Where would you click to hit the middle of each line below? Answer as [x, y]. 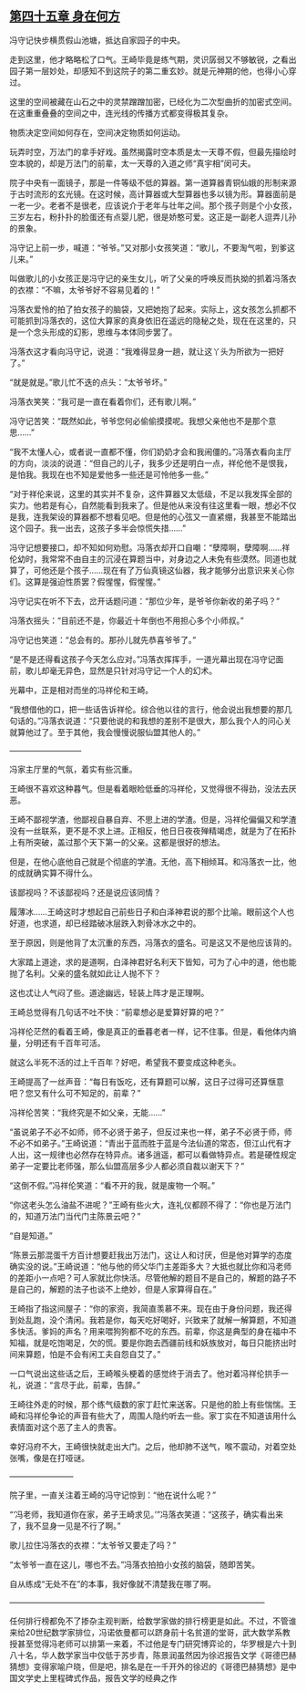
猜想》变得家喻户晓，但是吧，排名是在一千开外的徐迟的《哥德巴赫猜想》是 [149, 1666]
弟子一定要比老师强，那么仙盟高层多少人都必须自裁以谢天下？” [127, 1166]
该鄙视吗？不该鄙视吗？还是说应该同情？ [85, 892]
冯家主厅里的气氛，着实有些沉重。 [73, 769]
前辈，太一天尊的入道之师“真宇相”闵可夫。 [177, 163]
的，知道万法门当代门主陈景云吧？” [75, 1216]
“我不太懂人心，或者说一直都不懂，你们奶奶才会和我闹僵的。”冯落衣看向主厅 [151, 452]
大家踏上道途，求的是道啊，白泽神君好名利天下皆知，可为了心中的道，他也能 [153, 961]
